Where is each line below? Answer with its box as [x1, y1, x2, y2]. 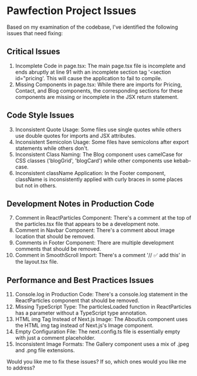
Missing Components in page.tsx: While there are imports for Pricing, [15, 81, 182, 88]
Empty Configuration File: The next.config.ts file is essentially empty [15, 328, 181, 335]
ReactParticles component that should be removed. [15, 297, 140, 304]
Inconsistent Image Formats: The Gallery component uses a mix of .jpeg [15, 341, 189, 348]
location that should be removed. [15, 233, 96, 240]
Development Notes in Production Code [6, 199, 155, 208]
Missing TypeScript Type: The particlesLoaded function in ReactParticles [15, 303, 192, 310]
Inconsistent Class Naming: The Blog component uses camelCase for [15, 151, 183, 158]
